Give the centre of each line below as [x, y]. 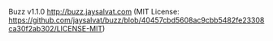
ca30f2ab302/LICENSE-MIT [56, 29]
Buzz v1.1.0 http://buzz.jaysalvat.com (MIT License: [94, 12]
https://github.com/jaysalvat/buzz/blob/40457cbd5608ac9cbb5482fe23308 [136, 20]
